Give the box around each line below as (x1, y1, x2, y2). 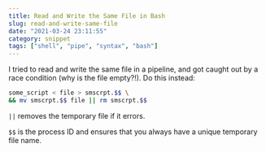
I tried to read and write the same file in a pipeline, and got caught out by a (8, 64, 259, 74)
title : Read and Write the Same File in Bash (8, 11, 165, 20)
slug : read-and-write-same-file (8, 20, 118, 28)
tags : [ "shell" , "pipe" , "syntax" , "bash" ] (8, 42, 159, 50)
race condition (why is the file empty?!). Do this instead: (8, 73, 195, 83)
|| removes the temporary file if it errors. (8, 111, 146, 120)
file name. (8, 135, 42, 145)
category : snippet (8, 34, 71, 43)
